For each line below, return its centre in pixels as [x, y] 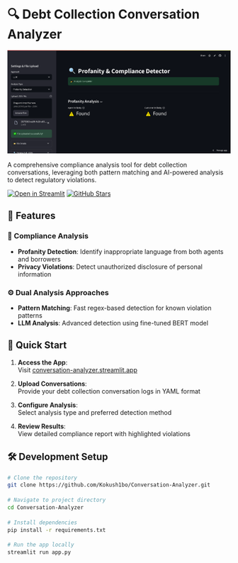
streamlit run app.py [39, 552]
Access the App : [42, 362]
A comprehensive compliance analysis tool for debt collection [97, 165]
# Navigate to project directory [57, 500]
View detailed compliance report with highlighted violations [104, 433]
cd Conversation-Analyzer [45, 508]
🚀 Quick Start [37, 345]
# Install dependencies [42, 523]
